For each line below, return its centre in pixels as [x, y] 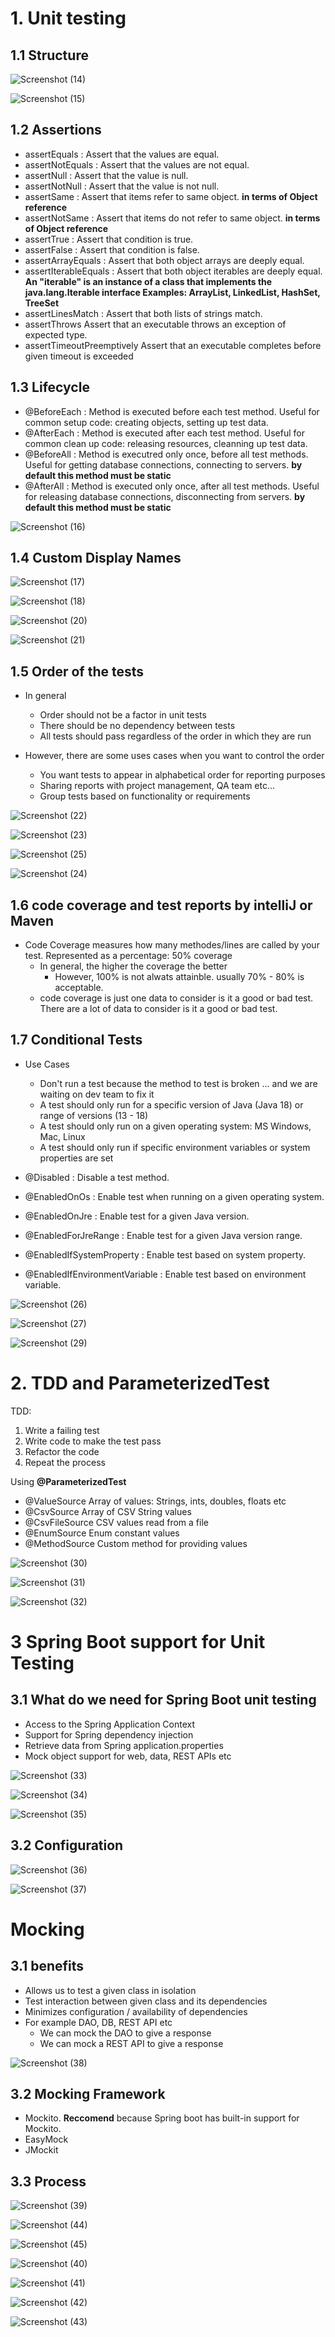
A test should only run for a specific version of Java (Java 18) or [171, 1104]
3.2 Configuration [67, 1845]
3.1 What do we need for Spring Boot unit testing [163, 1700]
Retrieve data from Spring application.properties [124, 1745]
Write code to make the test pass [93, 1441]
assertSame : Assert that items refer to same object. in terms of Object [171, 196]
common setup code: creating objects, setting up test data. [146, 422]
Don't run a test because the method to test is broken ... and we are [178, 1083]
